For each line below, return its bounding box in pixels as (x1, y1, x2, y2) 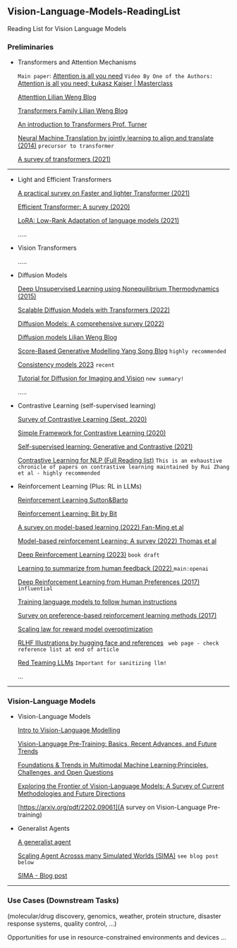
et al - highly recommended (17, 470, 100, 477)
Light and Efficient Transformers (17, 176, 111, 184)
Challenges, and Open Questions (17, 768, 114, 777)
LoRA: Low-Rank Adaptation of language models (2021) (17, 217, 180, 225)
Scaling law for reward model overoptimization (17, 625, 153, 633)
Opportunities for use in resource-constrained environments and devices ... (7, 932, 227, 941)
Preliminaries (7, 42, 54, 51)
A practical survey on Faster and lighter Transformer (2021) (17, 189, 190, 197)
